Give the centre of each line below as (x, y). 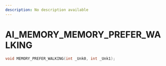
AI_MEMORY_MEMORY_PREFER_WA (83, 34)
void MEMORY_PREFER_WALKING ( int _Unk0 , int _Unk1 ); (60, 58)
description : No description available (47, 10)
